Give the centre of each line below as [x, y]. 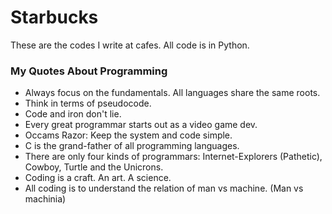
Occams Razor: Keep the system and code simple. [128, 135]
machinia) [45, 199]
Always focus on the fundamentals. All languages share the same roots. [172, 93]
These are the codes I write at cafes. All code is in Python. [130, 45]
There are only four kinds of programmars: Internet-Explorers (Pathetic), [173, 157]
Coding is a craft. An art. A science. [98, 178]
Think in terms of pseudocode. [88, 103]
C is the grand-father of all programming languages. [132, 146]
